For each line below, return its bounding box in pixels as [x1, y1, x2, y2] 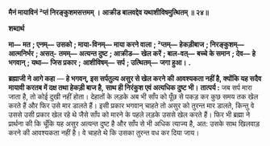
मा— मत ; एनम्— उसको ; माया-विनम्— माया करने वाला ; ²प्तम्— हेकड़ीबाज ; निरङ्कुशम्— [8, 40, 244, 49]
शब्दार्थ [8, 24, 25, 33]
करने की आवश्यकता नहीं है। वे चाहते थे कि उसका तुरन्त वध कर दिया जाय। [8, 128, 200, 137]
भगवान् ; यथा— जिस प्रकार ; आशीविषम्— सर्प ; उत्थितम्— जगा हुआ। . [8, 58, 191, 67]
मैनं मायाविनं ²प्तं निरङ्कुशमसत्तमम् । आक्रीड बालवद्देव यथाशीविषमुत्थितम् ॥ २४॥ [8, 8, 210, 17]
